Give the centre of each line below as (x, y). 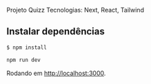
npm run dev (23, 60)
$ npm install (27, 48)
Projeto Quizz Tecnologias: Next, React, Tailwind (75, 10)
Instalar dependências (56, 31)
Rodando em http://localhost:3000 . (56, 73)
